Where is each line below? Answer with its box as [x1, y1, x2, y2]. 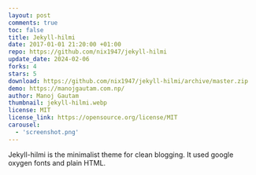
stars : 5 [8, 70, 37, 78]
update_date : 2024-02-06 [8, 56, 90, 64]
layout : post [8, 11, 51, 20]
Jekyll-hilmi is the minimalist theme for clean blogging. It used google [8, 150, 234, 159]
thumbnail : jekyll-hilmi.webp [8, 99, 108, 107]
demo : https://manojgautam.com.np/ [8, 84, 125, 93]
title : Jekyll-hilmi [8, 33, 76, 42]
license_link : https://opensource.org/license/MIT [8, 114, 178, 122]
